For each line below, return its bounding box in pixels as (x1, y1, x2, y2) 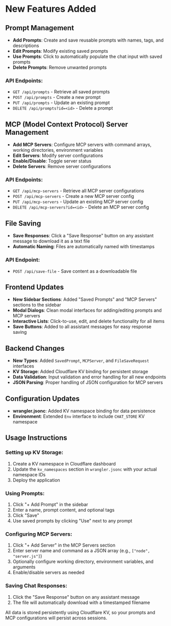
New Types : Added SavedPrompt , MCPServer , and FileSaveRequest (12, 357, 150, 364)
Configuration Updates (5, 394, 80, 403)
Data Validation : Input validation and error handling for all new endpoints (12, 374, 166, 380)
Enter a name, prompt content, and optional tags (12, 507, 115, 513)
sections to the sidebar (12, 302, 61, 308)
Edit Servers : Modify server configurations (12, 152, 104, 159)
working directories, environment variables (12, 147, 103, 153)
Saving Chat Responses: (5, 582, 67, 590)
